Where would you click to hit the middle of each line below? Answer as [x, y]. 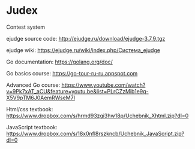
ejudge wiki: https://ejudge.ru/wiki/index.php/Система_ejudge [83, 50]
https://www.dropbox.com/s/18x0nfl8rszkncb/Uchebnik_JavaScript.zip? [95, 133]
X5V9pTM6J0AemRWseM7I [41, 98]
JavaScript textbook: [32, 127]
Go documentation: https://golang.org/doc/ [59, 62]
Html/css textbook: [30, 109]
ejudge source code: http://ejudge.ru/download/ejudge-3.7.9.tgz [86, 38]
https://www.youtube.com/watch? [103, 85]
